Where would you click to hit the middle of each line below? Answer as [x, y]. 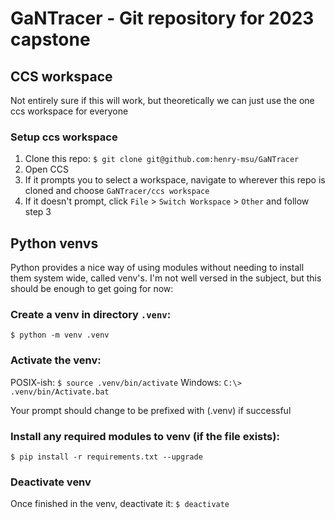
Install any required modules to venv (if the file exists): [145, 436]
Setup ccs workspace [64, 137]
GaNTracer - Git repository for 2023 [162, 18]
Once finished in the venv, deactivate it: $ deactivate [120, 504]
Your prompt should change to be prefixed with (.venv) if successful [151, 410]
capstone [50, 39]
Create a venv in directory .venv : [91, 315]
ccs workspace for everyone [69, 111]
